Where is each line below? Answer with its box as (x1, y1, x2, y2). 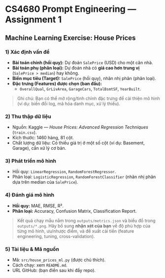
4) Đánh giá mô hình (5, 192, 55, 199)
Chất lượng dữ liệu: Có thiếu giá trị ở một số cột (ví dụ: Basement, (12, 140, 145, 146)
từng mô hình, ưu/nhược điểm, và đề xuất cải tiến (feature (17, 228, 134, 234)
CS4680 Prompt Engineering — (5, 3, 136, 15)
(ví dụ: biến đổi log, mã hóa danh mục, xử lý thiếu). (17, 100, 121, 107)
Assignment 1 (5, 14, 62, 25)
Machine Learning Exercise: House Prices (5, 34, 136, 42)
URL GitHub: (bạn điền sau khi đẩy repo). (12, 268, 96, 274)
